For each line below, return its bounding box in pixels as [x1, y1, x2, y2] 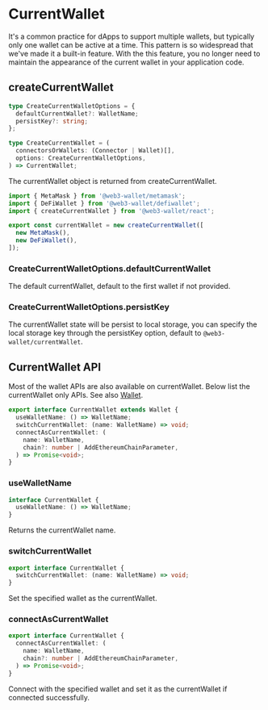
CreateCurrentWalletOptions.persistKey [8, 302, 170, 313]
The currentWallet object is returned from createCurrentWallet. [8, 176, 217, 186]
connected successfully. [8, 692, 90, 702]
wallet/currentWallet [8, 338, 82, 347]
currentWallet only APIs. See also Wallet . [8, 390, 144, 400]
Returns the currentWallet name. [8, 525, 116, 535]
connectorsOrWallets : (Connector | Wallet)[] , [15, 147, 175, 155]
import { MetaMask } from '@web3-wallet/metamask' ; [8, 191, 186, 200]
